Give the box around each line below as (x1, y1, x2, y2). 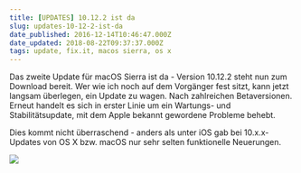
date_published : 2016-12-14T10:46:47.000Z (9, 30, 172, 39)
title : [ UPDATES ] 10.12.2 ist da (9, 13, 136, 23)
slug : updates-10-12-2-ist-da (9, 22, 124, 31)
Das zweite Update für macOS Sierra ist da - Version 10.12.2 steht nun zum (9, 71, 287, 82)
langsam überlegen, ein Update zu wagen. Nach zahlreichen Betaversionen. (9, 91, 293, 102)
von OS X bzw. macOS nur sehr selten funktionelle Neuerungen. (42, 137, 282, 148)
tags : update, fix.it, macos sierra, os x (9, 47, 172, 56)
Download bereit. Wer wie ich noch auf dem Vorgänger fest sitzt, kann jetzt (9, 81, 289, 92)
